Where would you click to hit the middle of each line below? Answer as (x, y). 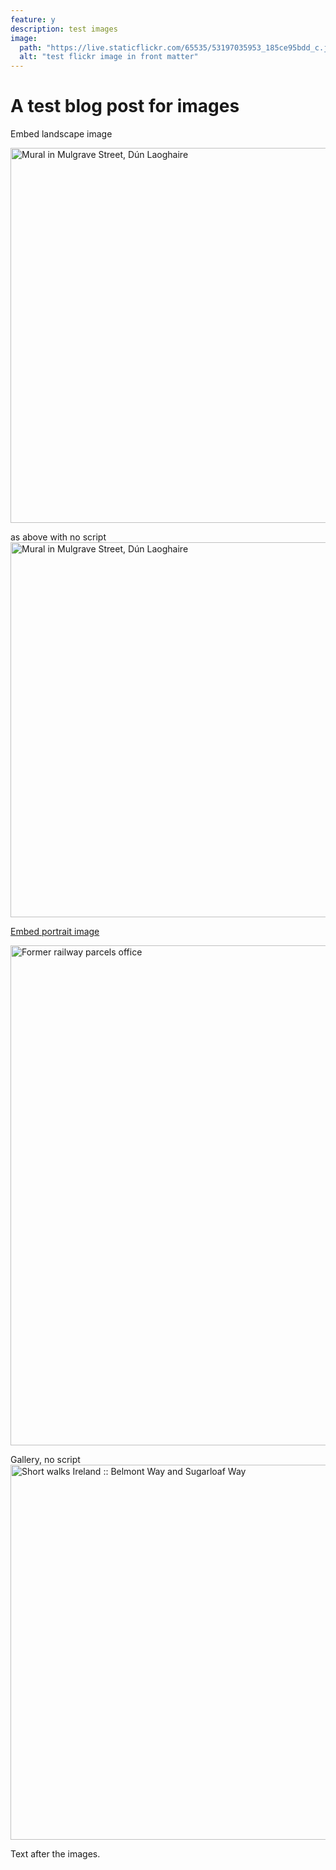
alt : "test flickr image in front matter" (109, 57)
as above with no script (58, 537)
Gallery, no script (45, 1460)
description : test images (64, 29)
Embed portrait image (55, 932)
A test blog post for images (125, 106)
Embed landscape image (61, 134)
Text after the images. (55, 1854)
